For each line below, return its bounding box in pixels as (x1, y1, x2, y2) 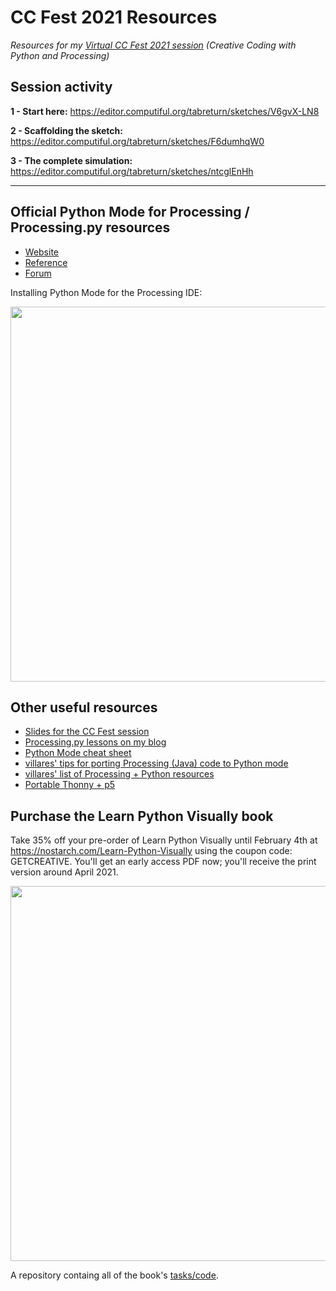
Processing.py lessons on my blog (24, 736, 167, 748)
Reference (24, 256, 68, 268)
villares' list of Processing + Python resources (24, 768, 215, 780)
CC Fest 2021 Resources (10, 6, 218, 29)
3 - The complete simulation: (10, 154, 133, 166)
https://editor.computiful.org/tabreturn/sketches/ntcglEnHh (10, 165, 254, 177)
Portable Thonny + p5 (24, 779, 116, 791)
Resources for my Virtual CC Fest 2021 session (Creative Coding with (10, 39, 297, 51)
